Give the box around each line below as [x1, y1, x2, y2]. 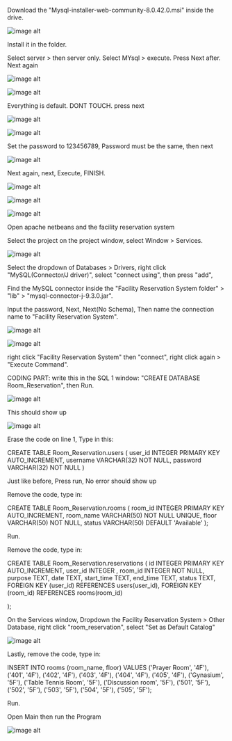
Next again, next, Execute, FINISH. [7, 169, 106, 177]
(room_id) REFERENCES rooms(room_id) [7, 589, 123, 597]
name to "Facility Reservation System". [7, 312, 119, 321]
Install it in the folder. [7, 40, 67, 48]
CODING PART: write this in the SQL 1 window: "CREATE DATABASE [7, 374, 201, 382]
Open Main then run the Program [7, 712, 102, 721]
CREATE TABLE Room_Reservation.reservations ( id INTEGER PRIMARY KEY [7, 559, 224, 567]
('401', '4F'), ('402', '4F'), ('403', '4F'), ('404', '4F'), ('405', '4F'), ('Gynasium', [7, 671, 224, 679]
